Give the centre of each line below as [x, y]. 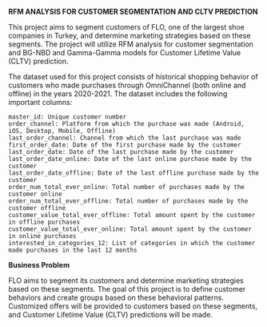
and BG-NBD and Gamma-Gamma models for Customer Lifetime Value [125, 52]
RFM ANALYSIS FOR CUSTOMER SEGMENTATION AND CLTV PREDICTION [133, 12]
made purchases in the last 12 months [73, 250]
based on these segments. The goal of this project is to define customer [127, 289]
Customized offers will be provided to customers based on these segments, [133, 306]
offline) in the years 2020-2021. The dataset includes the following [118, 94]
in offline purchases [44, 222]
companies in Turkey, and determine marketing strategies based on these [130, 36]
